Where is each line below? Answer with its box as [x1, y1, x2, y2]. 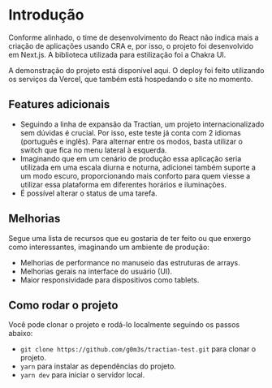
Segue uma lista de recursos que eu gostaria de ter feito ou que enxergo [8, 233, 252, 243]
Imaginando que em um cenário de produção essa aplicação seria [19, 153, 242, 163]
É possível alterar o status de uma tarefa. [19, 188, 158, 198]
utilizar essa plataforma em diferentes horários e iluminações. [19, 179, 227, 189]
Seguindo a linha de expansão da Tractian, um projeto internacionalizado [19, 119, 265, 129]
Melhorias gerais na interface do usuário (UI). [19, 266, 173, 276]
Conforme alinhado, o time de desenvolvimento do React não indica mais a [8, 32, 259, 42]
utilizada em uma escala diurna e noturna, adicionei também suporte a [19, 162, 256, 172]
